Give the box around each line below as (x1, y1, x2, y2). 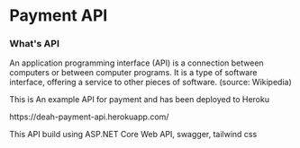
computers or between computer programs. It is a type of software (9, 67, 258, 78)
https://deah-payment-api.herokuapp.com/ (9, 111, 169, 122)
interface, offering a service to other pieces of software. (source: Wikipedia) (9, 77, 293, 88)
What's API (9, 38, 60, 50)
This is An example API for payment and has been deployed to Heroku (9, 94, 270, 105)
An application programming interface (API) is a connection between (9, 57, 264, 68)
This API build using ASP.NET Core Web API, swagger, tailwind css (9, 129, 258, 140)
